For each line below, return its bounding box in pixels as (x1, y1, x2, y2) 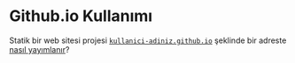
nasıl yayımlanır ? (9, 44, 70, 54)
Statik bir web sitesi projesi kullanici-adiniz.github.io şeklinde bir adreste (9, 35, 287, 45)
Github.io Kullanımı (9, 6, 153, 26)
